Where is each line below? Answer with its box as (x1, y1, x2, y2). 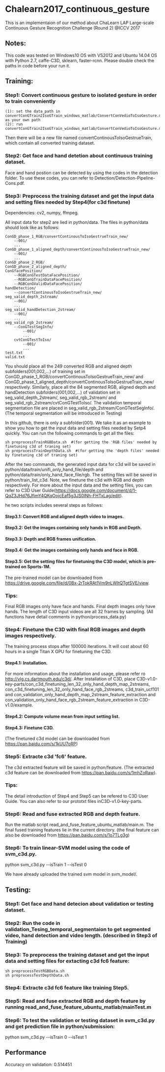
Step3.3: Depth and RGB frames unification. (5, 536, 97, 542)
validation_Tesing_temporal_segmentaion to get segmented (5, 926, 151, 933)
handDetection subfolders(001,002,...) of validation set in (5, 390, 120, 396)
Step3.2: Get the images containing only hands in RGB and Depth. (5, 525, 142, 531)
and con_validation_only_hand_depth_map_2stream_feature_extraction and (5, 692, 156, 698)
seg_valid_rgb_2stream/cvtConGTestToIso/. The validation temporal (5, 400, 141, 406)
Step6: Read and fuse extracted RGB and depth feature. (5, 810, 140, 817)
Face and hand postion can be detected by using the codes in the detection (5, 170, 158, 176)
